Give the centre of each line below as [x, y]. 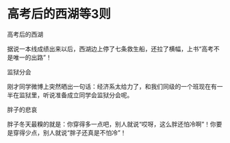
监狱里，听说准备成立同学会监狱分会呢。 [76, 95]
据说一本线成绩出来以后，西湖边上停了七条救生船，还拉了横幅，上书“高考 [111, 49]
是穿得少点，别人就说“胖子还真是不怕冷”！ [67, 132]
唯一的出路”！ [33, 57]
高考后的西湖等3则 [59, 14]
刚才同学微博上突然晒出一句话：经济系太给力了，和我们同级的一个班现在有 [112, 86]
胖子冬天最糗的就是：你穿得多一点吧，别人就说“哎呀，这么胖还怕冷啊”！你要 [115, 124]
